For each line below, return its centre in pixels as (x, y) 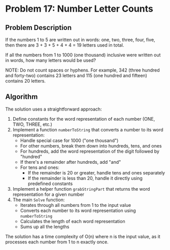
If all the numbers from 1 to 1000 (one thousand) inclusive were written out (83, 55)
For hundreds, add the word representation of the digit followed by (90, 151)
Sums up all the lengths (45, 227)
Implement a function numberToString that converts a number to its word (88, 129)
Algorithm (22, 97)
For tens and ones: (40, 167)
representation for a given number (48, 194)
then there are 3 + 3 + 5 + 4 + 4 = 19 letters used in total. (65, 45)
